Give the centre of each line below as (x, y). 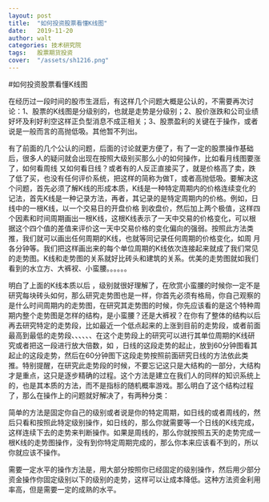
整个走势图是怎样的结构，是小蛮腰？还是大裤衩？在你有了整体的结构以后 (141, 315)
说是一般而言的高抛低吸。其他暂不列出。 (75, 131)
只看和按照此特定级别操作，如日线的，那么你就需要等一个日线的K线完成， (137, 422)
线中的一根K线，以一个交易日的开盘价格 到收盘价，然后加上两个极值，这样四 (134, 208)
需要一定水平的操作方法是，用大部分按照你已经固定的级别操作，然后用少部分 (134, 469)
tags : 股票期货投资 (41, 53)
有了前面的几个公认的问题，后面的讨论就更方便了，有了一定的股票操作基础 (131, 148)
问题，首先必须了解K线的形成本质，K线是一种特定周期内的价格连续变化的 (135, 188)
